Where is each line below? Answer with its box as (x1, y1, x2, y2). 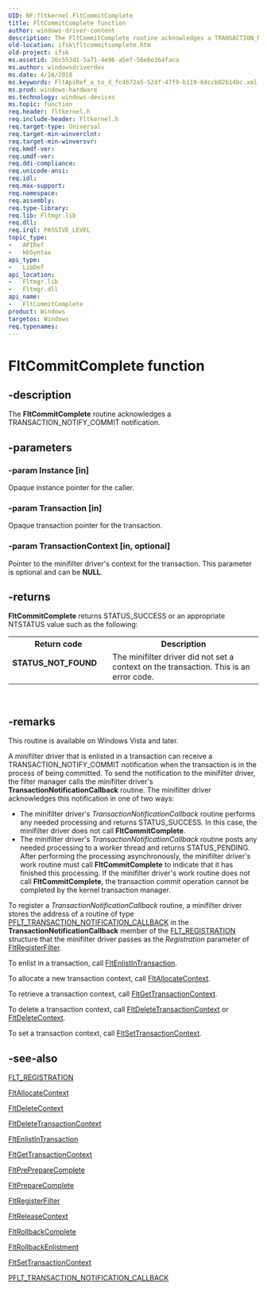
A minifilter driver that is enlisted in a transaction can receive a (8, 751, 213, 761)
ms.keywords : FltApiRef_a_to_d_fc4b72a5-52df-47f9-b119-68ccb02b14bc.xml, (8, 78, 261, 86)
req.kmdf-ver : (8, 145, 56, 153)
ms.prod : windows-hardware (8, 85, 98, 94)
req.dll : (8, 219, 37, 227)
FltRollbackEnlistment (8, 1242, 79, 1252)
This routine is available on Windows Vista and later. (8, 736, 179, 746)
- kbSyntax (8, 248, 52, 256)
